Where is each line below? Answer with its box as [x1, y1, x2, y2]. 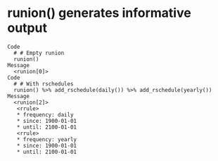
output [7, 20, 48, 36]
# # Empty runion [13, 49, 65, 56]
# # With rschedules [13, 80, 74, 88]
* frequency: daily [16, 111, 74, 118]
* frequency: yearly [16, 136, 77, 143]
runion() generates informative [7, 5, 191, 21]
